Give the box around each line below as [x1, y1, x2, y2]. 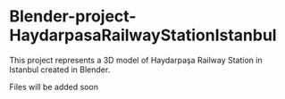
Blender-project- [9, 6, 137, 27]
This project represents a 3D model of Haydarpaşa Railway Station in [9, 54, 263, 65]
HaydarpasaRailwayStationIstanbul [9, 25, 277, 45]
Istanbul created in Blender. [9, 64, 111, 75]
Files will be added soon [9, 81, 98, 92]
